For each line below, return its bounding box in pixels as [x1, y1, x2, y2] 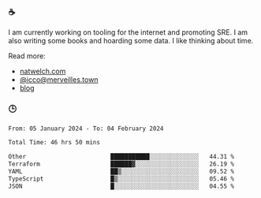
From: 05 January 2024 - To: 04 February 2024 [8, 125, 164, 133]
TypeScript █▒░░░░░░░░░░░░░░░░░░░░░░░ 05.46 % [8, 174, 235, 183]
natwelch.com [19, 66, 66, 77]
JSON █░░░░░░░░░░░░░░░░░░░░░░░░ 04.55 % [8, 182, 235, 190]
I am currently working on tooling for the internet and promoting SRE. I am [8, 28, 248, 37]
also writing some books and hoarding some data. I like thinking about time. [8, 36, 254, 46]
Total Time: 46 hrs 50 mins [8, 139, 101, 147]
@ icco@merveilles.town [19, 75, 99, 84]
